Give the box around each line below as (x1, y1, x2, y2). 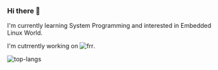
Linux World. (7, 29, 43, 37)
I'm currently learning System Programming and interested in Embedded (7, 22, 212, 30)
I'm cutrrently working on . (7, 42, 96, 50)
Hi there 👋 (7, 6, 41, 16)
